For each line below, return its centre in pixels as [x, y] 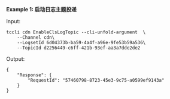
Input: [13, 21]
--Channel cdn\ [36, 38]
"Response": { [34, 75]
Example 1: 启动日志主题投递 [41, 9]
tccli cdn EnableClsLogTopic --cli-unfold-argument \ [76, 32]
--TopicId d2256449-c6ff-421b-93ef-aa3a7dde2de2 [79, 48]
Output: [16, 59]
